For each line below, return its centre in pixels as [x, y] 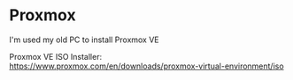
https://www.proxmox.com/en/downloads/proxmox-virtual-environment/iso [147, 66]
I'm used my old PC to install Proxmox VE [84, 40]
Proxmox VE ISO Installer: [56, 56]
